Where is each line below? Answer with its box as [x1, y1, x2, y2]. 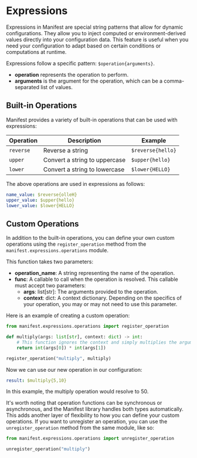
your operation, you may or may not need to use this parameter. [23, 301, 178, 308]
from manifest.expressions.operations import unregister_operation [6, 436, 175, 442]
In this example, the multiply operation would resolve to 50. [6, 388, 149, 395]
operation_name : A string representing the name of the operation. [14, 270, 175, 277]
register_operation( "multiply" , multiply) [6, 355, 111, 361]
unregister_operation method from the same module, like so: [6, 424, 154, 432]
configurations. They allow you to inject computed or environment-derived [6, 29, 186, 36]
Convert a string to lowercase [43, 165, 125, 174]
